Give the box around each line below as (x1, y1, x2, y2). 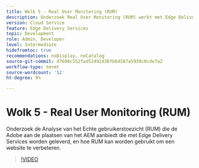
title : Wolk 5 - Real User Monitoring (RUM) (6, 8, 118, 15)
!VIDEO (20, 156, 38, 163)
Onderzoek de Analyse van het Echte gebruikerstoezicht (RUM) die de (6, 125, 178, 132)
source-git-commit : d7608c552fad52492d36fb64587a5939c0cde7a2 (6, 58, 163, 64)
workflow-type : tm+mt (6, 64, 60, 70)
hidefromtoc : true (6, 47, 52, 53)
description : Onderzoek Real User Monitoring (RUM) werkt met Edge (6, 14, 176, 20)
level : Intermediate (6, 42, 57, 48)
